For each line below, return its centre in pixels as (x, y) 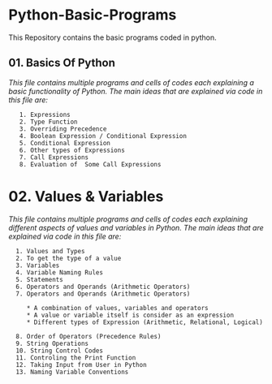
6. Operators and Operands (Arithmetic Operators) (103, 287)
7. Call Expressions (54, 157)
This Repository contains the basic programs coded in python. (112, 37)
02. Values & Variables (86, 196)
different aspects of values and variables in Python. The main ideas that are (136, 227)
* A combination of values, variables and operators (117, 308)
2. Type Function (49, 122)
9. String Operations (52, 343)
